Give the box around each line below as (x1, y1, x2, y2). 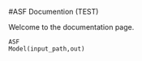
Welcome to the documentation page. (8, 22, 135, 31)
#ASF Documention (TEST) (8, 7, 99, 16)
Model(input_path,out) (8, 45, 85, 53)
